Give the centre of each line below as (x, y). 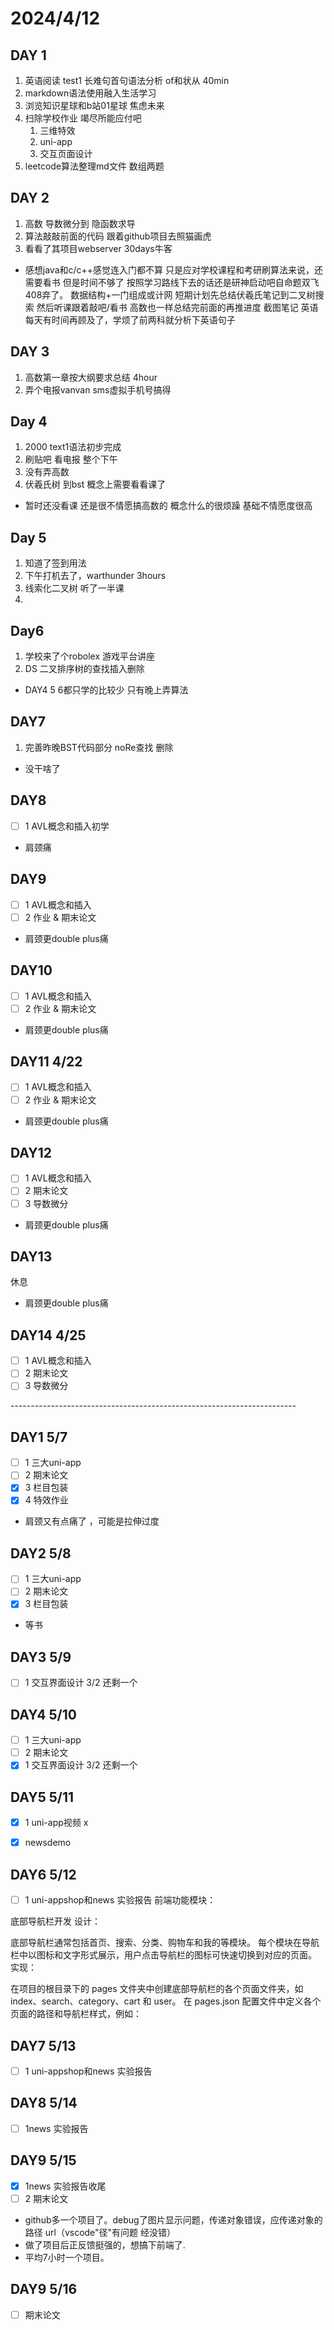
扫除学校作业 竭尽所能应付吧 (83, 118)
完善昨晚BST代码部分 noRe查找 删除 (99, 747)
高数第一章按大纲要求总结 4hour (91, 377)
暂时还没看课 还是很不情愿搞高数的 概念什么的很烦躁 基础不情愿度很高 (168, 506)
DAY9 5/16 (44, 2289)
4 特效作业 (46, 1500)
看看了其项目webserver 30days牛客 (98, 248)
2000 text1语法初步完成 (73, 447)
